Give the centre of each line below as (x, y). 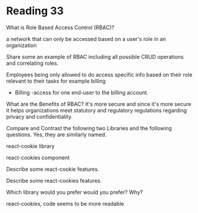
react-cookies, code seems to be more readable (65, 203)
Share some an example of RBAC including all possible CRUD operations (95, 57)
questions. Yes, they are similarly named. (56, 134)
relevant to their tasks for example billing (56, 81)
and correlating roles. (32, 63)
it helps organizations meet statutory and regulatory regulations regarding (97, 110)
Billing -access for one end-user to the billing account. (81, 92)
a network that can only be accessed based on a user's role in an (86, 39)
